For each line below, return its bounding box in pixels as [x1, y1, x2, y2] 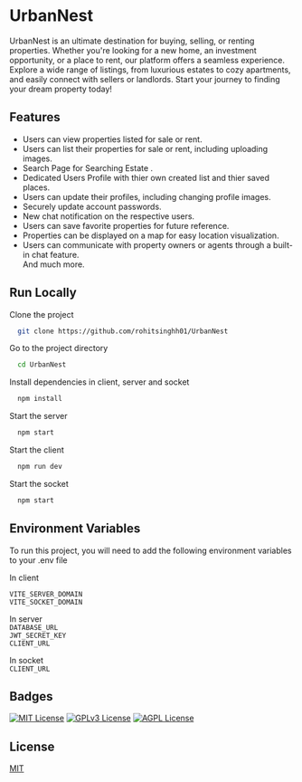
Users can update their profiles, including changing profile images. [22, 191, 271, 202]
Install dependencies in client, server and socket [9, 377, 190, 387]
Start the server [9, 411, 68, 422]
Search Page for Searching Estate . [22, 162, 154, 173]
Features [9, 110, 61, 125]
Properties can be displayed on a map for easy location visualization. [22, 230, 279, 241]
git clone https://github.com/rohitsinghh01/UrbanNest [17, 327, 229, 336]
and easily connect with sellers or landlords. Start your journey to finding [9, 73, 280, 84]
